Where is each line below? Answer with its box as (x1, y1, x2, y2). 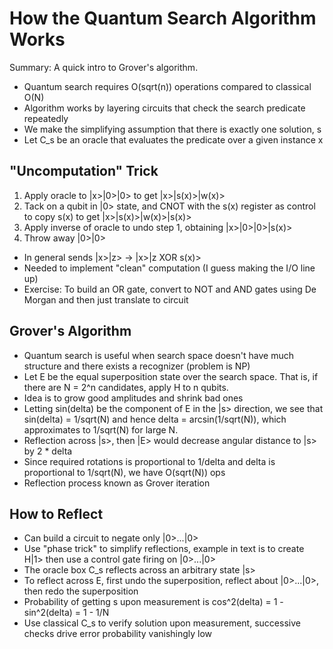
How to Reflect (9, 505, 104, 522)
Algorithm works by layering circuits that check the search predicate (23, 102, 306, 114)
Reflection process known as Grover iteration (23, 477, 211, 489)
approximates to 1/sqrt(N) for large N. (23, 423, 179, 436)
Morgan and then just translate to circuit (23, 293, 189, 306)
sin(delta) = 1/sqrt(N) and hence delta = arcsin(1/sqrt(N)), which (23, 413, 287, 425)
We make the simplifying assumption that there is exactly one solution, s (23, 123, 322, 135)
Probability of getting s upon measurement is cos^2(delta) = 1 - (23, 596, 284, 608)
